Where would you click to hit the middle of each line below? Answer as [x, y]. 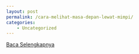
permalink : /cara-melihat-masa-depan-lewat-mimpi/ [70, 17]
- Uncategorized [37, 28]
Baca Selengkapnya [30, 45]
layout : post [22, 11]
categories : [21, 22]
